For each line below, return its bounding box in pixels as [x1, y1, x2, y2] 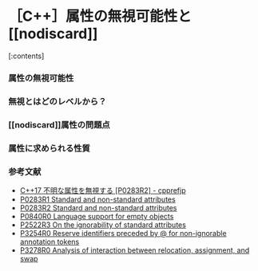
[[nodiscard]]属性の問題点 [8, 119, 110, 130]
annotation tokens [19, 237, 80, 246]
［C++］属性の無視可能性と [8, 7, 192, 26]
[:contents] [8, 51, 45, 61]
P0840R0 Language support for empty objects [19, 211, 174, 221]
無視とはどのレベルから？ [8, 96, 107, 107]
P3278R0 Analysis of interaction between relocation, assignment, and [19, 245, 250, 255]
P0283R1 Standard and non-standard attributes [19, 194, 176, 204]
